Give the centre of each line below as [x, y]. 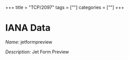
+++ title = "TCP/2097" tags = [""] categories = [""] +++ [65, 7]
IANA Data [28, 28]
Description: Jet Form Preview [37, 52]
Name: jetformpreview [29, 42]
